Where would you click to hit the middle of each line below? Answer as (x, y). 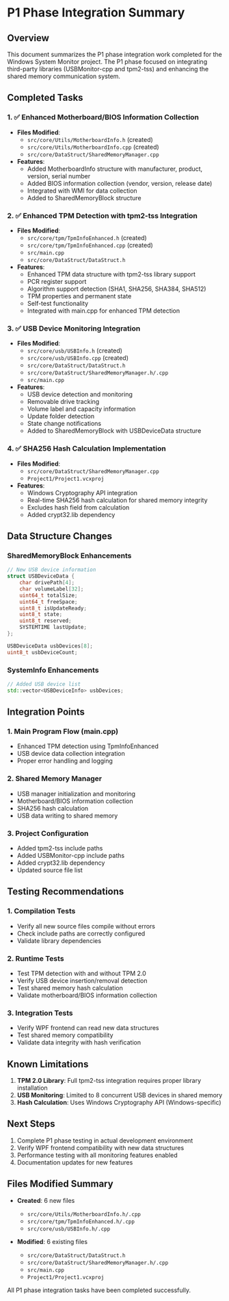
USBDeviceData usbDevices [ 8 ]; (50, 646)
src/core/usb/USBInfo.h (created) (75, 350)
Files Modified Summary (60, 1184)
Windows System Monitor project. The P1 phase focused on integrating (107, 62)
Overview (28, 38)
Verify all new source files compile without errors (86, 926)
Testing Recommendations (66, 892)
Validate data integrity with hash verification (79, 1042)
